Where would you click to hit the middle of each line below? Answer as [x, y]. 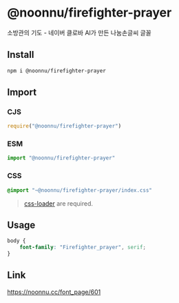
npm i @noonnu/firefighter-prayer [57, 70]
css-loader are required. [58, 203]
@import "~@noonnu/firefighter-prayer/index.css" [80, 190]
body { [17, 241]
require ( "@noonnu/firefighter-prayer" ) [64, 126]
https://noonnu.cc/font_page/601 [54, 292]
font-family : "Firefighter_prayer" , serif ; [83, 247]
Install [21, 55]
